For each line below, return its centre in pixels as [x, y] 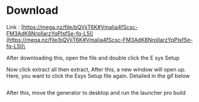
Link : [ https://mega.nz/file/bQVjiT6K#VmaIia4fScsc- [72, 27]
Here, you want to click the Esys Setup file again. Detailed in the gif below [98, 76]
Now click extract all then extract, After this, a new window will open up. [96, 69]
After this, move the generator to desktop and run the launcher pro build [96, 92]
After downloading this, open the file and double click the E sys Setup [93, 58]
